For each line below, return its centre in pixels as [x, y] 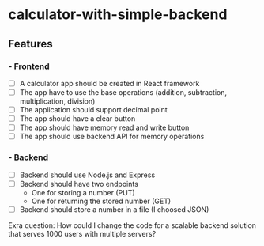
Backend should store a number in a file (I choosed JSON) [114, 209]
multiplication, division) [57, 101]
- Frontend [29, 66]
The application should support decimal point [93, 110]
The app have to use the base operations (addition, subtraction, [123, 92]
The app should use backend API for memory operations [112, 137]
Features [30, 44]
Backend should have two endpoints [79, 184]
